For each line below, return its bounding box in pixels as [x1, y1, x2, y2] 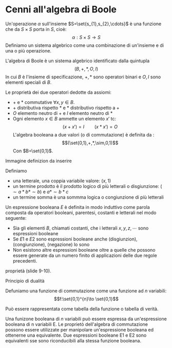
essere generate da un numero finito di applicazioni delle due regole [12, 252, 158, 258]
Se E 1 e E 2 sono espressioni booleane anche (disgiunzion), [12, 236, 138, 242]
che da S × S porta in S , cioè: [5, 26, 67, 32]
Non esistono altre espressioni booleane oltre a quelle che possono [12, 247, 156, 253]
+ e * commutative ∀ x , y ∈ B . [12, 99, 75, 105]
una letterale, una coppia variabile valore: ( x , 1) [12, 178, 111, 184]
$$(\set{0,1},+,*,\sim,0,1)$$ [62, 140, 119, 146]
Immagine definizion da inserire [5, 158, 72, 164]
